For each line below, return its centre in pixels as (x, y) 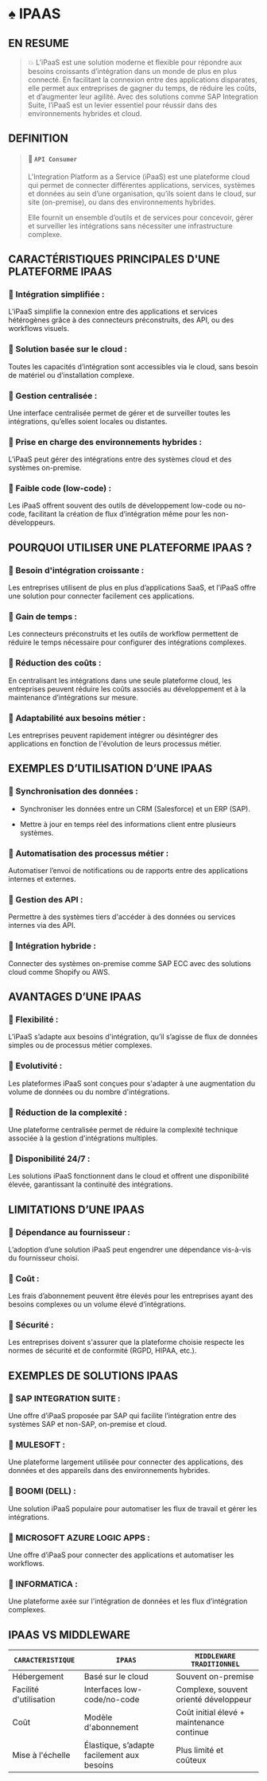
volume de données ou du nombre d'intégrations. (89, 1092)
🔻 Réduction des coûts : (55, 663)
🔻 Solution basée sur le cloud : (68, 349)
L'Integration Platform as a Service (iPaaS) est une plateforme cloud (139, 177)
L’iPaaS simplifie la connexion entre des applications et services (113, 312)
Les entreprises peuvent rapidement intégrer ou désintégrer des (113, 735)
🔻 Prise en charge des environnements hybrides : (105, 442)
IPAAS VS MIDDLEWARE (70, 1635)
